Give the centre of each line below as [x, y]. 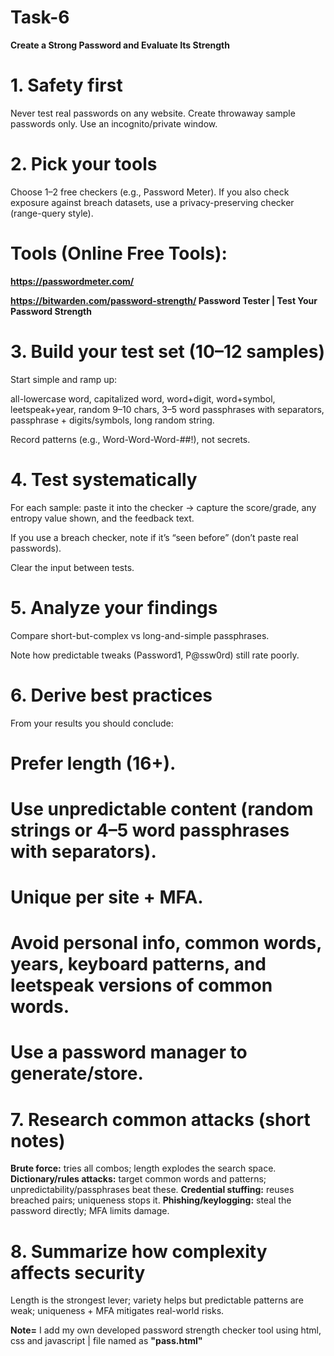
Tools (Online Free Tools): [119, 253]
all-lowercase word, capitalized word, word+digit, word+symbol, [143, 398]
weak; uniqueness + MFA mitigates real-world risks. [117, 1311]
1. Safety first [66, 85]
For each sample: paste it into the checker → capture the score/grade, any [163, 507]
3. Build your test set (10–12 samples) [167, 351]
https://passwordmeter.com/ [72, 281]
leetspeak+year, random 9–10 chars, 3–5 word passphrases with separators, [167, 409]
